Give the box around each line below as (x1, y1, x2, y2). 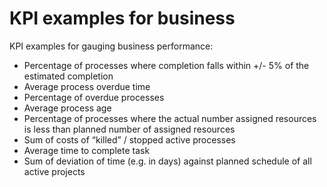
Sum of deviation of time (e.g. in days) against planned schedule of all (23, 155, 312, 167)
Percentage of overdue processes (23, 91, 165, 103)
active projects (23, 165, 86, 177)
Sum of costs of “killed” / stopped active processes (23, 133, 236, 146)
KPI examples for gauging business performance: (9, 40, 214, 52)
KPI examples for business (9, 7, 236, 30)
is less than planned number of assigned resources (23, 123, 236, 135)
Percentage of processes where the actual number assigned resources (23, 112, 317, 124)
